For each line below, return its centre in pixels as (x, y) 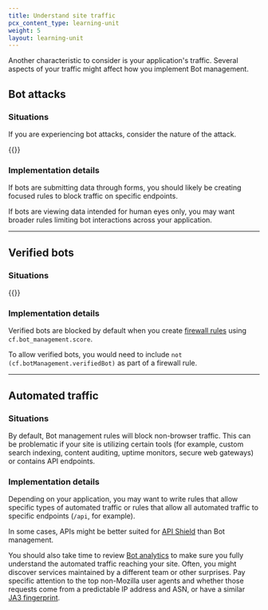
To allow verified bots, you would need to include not (95, 355)
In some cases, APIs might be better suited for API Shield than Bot (117, 532)
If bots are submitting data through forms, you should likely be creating (125, 187)
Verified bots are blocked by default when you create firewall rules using (128, 331)
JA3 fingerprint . (34, 598)
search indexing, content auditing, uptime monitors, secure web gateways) (131, 452)
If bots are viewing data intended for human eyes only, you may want (122, 211)
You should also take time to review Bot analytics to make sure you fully (126, 556)
